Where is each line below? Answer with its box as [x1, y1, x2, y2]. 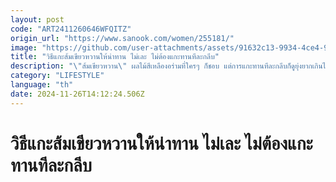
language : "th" [10, 80, 74, 90]
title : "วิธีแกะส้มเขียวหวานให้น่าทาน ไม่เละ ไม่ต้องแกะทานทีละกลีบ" [10, 52, 220, 62]
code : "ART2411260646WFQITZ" [10, 24, 132, 34]
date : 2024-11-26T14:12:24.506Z [10, 89, 145, 99]
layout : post [10, 14, 65, 25]
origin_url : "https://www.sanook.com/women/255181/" [10, 33, 235, 43]
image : [10, 42, 38, 53]
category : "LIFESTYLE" [10, 71, 105, 81]
